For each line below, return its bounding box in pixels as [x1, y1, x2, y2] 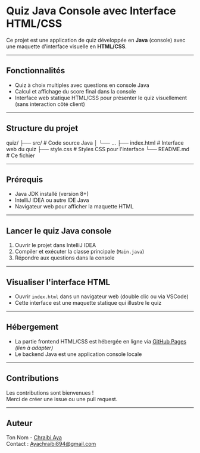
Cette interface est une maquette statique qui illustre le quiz [14, 299, 162, 306]
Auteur [6, 418, 33, 429]
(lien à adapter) [14, 344, 54, 351]
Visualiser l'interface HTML [6, 277, 111, 287]
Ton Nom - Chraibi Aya [6, 434, 62, 441]
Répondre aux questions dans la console [14, 254, 115, 261]
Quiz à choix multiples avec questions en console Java [14, 82, 150, 89]
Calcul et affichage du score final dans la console [14, 88, 136, 95]
